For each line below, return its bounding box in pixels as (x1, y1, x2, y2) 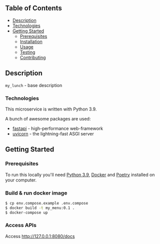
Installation (19, 38, 42, 44)
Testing (19, 49, 35, 55)
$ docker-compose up (5, 210, 48, 215)
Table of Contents (5, 4, 62, 12)
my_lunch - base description (5, 82, 62, 88)
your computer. (5, 177, 37, 183)
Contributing (19, 54, 46, 60)
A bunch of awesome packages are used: (5, 115, 91, 121)
